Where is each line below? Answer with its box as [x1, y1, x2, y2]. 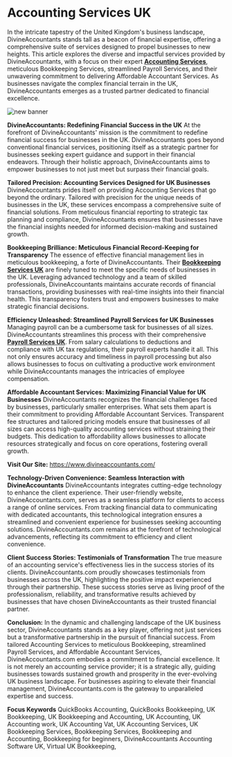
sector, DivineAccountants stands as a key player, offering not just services [7, 625, 222, 634]
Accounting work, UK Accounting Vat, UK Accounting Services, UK [7, 720, 199, 728]
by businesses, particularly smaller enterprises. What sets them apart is [7, 402, 212, 411]
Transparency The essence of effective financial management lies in [7, 251, 204, 259]
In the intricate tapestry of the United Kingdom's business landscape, [7, 28, 206, 36]
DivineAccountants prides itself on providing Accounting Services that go [7, 186, 217, 194]
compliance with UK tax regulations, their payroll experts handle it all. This [7, 345, 219, 353]
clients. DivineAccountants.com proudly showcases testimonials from [7, 568, 206, 576]
